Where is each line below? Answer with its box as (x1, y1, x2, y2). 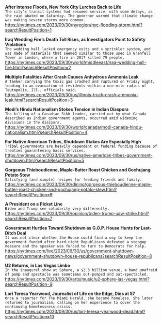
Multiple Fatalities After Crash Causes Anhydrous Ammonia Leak (5, 74, 139, 79)
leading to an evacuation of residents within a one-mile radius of (5, 83, 146, 88)
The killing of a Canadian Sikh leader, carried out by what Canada (5, 111, 146, 116)
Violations (5, 42, 26, 47)
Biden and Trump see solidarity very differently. (5, 206, 110, 211)
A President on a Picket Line (5, 201, 63, 207)
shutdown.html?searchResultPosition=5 (5, 157, 84, 163)
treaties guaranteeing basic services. (5, 148, 86, 153)
